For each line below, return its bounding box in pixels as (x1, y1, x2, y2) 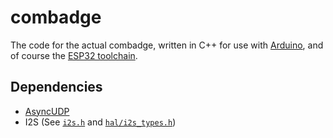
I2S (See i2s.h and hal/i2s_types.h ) (24, 116, 177, 128)
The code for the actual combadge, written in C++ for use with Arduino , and (10, 39, 324, 51)
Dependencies (10, 79, 103, 96)
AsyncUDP (24, 105, 70, 117)
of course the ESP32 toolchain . (10, 49, 138, 61)
